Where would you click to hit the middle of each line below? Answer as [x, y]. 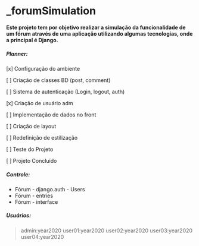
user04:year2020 [42, 236]
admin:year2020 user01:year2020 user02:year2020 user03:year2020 [106, 231]
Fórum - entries [34, 195]
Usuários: [19, 216]
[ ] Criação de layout [31, 126]
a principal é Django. [32, 40]
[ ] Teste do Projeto [30, 149]
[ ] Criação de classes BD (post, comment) [58, 80]
